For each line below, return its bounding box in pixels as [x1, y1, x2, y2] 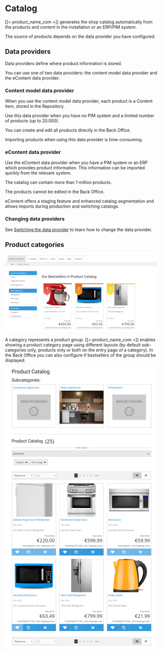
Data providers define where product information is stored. [5, 60, 122, 66]
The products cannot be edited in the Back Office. [5, 189, 105, 195]
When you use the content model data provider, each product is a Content [5, 98, 153, 104]
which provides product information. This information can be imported [5, 165, 145, 171]
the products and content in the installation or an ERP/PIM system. [5, 24, 137, 30]
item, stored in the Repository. [5, 103, 65, 109]
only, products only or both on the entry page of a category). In [27, 347, 153, 353]
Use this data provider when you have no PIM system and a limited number [5, 113, 155, 119]
